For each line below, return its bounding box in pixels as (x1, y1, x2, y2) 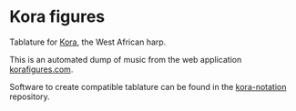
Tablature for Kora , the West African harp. (9, 36, 167, 47)
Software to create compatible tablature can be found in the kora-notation (9, 81, 287, 92)
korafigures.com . (9, 64, 74, 75)
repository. (9, 91, 50, 102)
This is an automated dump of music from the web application (9, 54, 242, 65)
